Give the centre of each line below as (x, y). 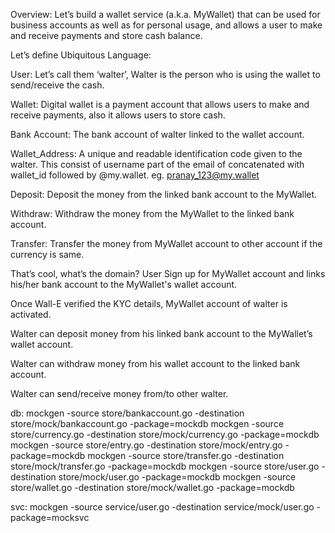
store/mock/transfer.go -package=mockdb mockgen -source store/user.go (165, 466)
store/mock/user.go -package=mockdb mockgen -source (177, 477)
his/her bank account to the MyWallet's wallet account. (124, 284)
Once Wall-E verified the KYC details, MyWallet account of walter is (149, 303)
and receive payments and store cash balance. (106, 35)
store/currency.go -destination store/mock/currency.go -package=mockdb (165, 434)
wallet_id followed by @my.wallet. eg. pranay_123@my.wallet (135, 175)
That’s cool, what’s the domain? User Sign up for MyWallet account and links (168, 273)
